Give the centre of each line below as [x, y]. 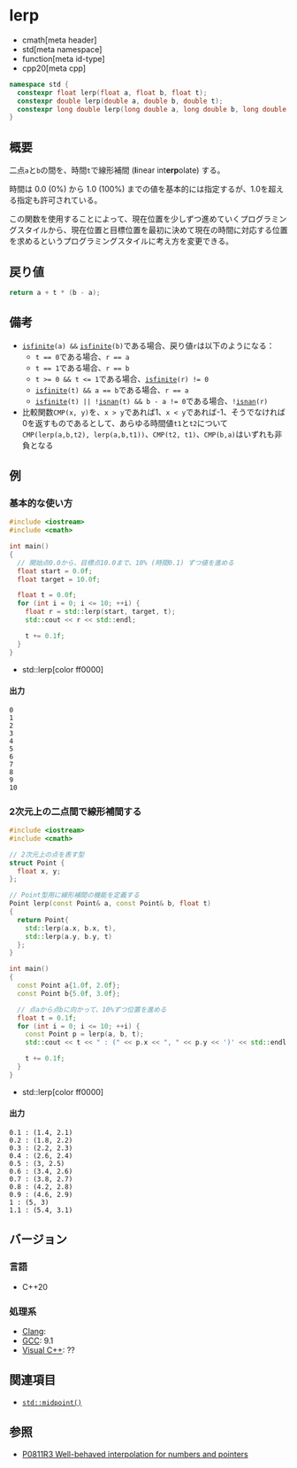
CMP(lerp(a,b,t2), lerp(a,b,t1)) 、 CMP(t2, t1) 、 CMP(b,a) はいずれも [148, 434]
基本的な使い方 [41, 503]
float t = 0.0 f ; [47, 595]
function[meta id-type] [63, 58]
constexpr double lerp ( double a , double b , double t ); [120, 101]
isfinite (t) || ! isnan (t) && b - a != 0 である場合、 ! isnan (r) [151, 400]
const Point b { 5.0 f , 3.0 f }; [69, 993]
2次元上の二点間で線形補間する [76, 812]
